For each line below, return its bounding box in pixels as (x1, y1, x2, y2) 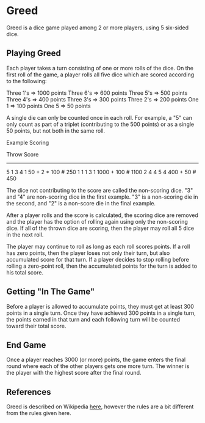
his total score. (6, 268, 44, 276)
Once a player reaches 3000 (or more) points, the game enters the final (6, 356, 186, 364)
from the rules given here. (6, 410, 71, 417)
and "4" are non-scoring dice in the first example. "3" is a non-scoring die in (6, 193, 198, 200)
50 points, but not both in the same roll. (6, 127, 106, 134)
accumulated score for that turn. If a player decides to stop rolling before (6, 256, 189, 263)
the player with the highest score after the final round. (6, 369, 142, 377)
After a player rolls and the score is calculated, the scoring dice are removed (6, 211, 198, 219)
